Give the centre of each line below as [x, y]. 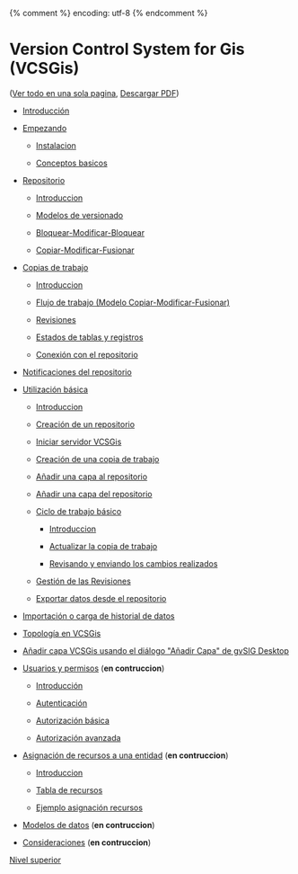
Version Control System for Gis [127, 49]
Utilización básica [55, 389]
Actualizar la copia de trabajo [103, 546]
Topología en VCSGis [61, 633]
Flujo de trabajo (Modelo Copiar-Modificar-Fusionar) [133, 302]
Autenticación [61, 703]
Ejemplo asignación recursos [89, 807]
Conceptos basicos [71, 163]
